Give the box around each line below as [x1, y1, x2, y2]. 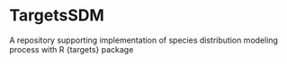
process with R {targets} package [9, 44, 134, 54]
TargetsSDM [9, 5, 105, 26]
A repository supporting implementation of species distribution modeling [9, 35, 279, 45]
